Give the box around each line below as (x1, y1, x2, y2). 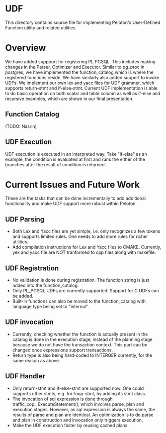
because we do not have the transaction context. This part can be (12, 341, 148, 347)
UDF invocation (5, 318, 54, 326)
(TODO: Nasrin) (5, 123, 37, 129)
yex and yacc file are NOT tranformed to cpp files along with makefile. (12, 249, 156, 255)
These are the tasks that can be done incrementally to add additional (5, 195, 146, 202)
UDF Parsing (5, 215, 45, 223)
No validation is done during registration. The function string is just (12, 277, 150, 283)
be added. (12, 293, 34, 299)
